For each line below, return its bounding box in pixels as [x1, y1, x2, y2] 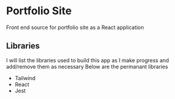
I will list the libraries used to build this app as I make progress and [6, 56, 170, 63]
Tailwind [14, 74, 36, 81]
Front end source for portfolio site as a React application [6, 24, 144, 31]
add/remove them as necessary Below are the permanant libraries [6, 63, 168, 70]
